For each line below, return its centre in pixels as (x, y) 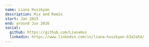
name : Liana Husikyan (27, 10)
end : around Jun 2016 (27, 23)
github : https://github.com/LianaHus (48, 32)
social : (13, 28)
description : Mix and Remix (34, 14)
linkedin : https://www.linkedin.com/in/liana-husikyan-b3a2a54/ (77, 37)
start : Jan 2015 (22, 19)
